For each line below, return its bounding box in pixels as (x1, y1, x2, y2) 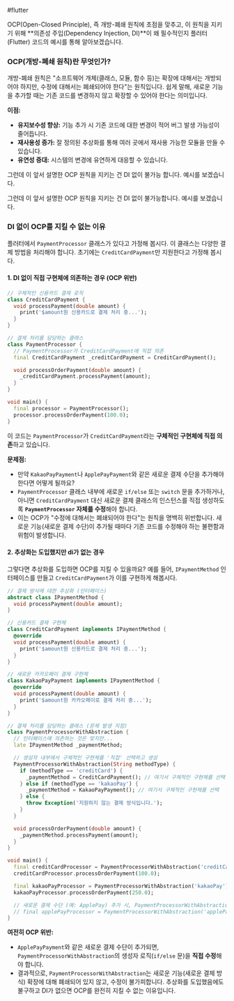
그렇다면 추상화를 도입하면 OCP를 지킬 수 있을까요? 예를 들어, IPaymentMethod (7, 564, 219, 573)
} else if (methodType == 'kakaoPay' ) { (19, 780, 139, 787)
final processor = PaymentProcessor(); (13, 405, 130, 412)
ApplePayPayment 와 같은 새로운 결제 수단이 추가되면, (17, 943, 159, 952)
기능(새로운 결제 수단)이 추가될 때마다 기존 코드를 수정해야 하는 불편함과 (30, 522, 225, 530)
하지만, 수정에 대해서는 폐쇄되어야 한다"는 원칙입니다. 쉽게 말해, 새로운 (19, 83, 211, 91)
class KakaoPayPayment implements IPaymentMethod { (7, 677, 160, 685)
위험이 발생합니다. (17, 531, 66, 539)
